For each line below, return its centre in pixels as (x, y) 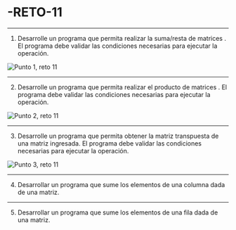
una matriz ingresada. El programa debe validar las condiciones (110, 143)
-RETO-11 (35, 12)
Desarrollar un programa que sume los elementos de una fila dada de (118, 212)
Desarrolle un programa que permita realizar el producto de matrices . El (122, 87)
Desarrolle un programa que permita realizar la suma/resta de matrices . (122, 38)
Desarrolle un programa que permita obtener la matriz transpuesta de (118, 136)
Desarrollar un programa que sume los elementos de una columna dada (121, 184)
